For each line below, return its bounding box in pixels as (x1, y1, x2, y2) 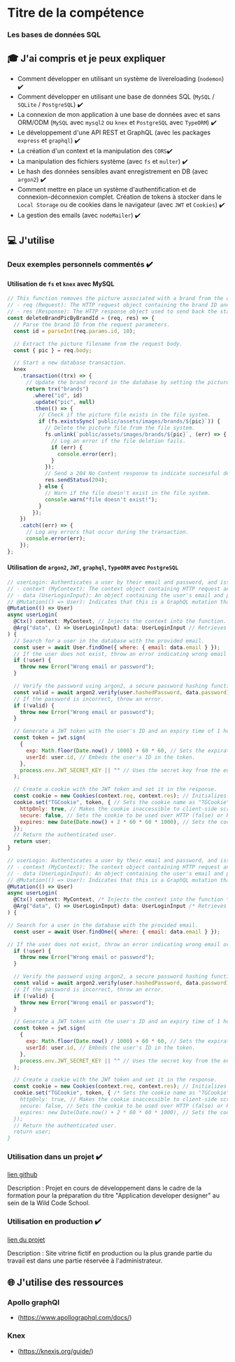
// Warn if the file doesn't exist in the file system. (44, 489, 211, 496)
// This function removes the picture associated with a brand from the (7, 295, 224, 302)
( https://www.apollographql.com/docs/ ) (17, 1314, 132, 1322)
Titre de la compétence (7, 5, 145, 21)
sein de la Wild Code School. (7, 1199, 90, 1207)
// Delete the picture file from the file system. (44, 425, 196, 432)
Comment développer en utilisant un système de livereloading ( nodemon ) (17, 74, 225, 83)
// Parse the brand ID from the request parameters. (13, 321, 171, 328)
